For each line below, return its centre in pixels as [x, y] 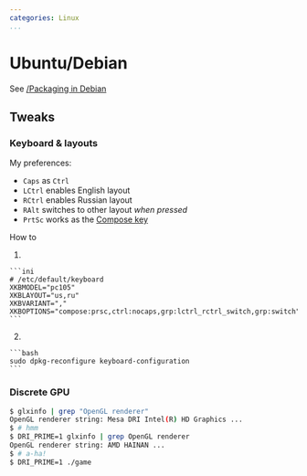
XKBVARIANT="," [38, 304]
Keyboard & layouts [54, 143]
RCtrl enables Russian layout [77, 200]
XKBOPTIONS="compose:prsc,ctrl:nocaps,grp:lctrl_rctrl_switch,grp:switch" [155, 312]
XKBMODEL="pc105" [42, 288]
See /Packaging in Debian [58, 89]
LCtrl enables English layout [76, 190]
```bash [24, 354]
